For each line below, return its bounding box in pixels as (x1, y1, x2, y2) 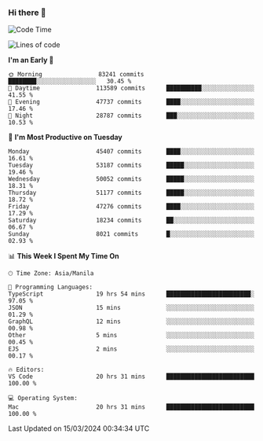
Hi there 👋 (8, 7, 47, 18)
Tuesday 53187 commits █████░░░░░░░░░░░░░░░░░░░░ (8, 161, 255, 170)
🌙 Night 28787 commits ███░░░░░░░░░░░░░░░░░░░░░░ (8, 112, 255, 120)
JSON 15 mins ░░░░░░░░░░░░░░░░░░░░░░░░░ (8, 304, 255, 312)
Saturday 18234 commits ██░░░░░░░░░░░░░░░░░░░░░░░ (8, 216, 255, 225)
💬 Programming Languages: (8, 283, 93, 292)
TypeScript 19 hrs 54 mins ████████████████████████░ (8, 290, 255, 298)
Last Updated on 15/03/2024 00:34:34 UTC (8, 424, 150, 433)
